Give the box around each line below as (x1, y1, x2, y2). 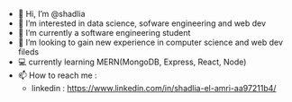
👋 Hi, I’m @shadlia (17, 9, 86, 19)
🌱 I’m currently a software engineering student (17, 28, 191, 38)
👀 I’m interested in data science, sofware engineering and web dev (17, 18, 267, 29)
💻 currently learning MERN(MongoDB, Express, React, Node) (17, 56, 247, 67)
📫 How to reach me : (17, 70, 97, 81)
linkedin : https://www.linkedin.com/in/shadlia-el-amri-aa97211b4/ (31, 83, 277, 93)
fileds (17, 47, 39, 57)
